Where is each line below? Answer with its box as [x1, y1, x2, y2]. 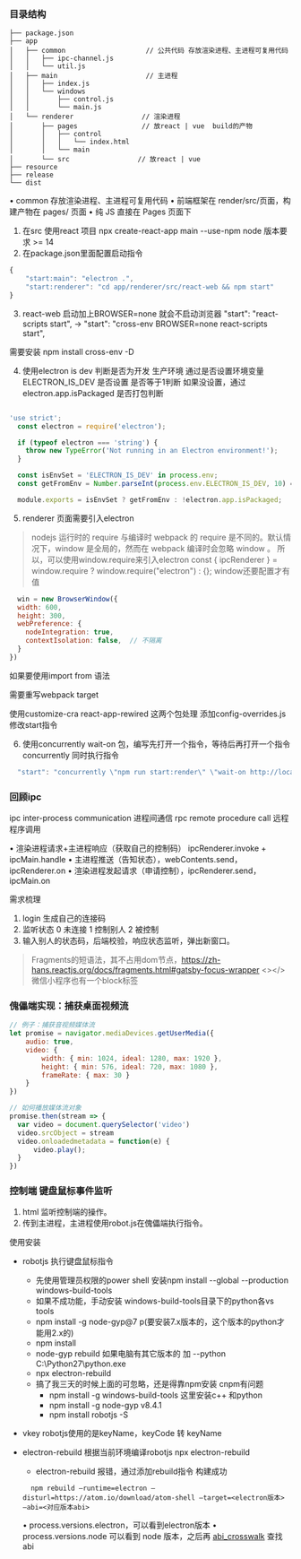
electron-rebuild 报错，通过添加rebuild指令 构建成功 [35, 1466, 228, 1477]
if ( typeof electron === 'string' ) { [17, 437, 159, 447]
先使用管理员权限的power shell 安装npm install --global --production [35, 1275, 289, 1286]
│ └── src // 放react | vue [9, 155, 202, 164]
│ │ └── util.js [9, 62, 87, 71]
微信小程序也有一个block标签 [30, 974, 139, 985]
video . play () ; [32, 1145, 87, 1154]
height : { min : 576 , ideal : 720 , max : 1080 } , [41, 1062, 219, 1071]
